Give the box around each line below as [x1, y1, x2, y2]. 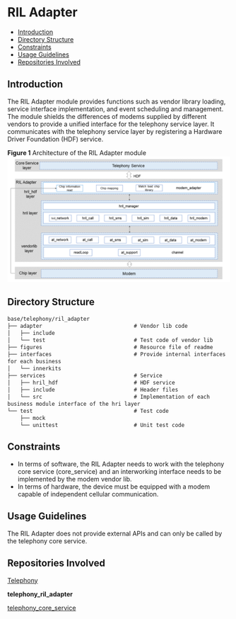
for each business [7, 358, 61, 365]
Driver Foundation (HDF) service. [7, 135, 104, 143]
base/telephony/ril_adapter [7, 316, 90, 323]
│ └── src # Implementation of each [7, 394, 211, 401]
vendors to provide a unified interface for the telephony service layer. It [7, 120, 215, 128]
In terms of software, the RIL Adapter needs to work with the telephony [17, 460, 225, 468]
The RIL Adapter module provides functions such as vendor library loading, [7, 97, 226, 106]
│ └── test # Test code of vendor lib [7, 337, 213, 344]
